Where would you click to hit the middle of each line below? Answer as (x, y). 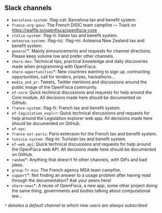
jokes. (17, 165)
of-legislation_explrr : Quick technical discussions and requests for (81, 113)
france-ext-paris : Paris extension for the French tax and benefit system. (84, 134)
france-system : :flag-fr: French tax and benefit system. (66, 108)
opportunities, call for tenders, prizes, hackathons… (63, 77)
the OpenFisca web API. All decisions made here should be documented (84, 149)
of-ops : (19, 128)
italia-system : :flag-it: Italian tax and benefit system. (65, 35)
